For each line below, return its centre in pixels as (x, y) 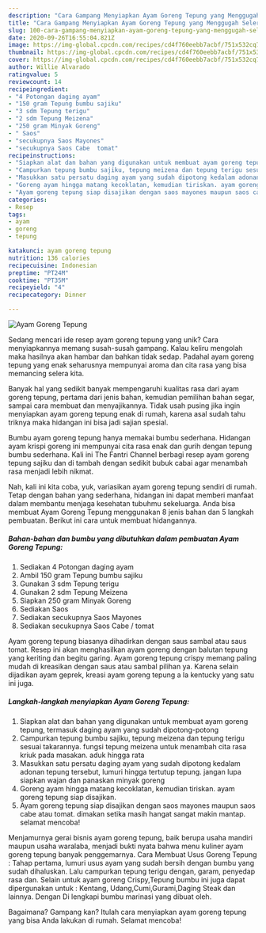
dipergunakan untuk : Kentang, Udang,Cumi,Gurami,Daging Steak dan (122, 888)
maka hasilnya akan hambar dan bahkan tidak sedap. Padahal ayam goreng (131, 356)
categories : (28, 200)
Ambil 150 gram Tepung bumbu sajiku (81, 575)
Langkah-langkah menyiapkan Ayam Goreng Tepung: (99, 701)
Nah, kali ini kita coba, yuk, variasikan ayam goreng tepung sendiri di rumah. (133, 487)
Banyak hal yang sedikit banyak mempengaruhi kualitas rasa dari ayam (124, 388)
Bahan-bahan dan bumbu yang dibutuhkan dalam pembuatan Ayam (124, 539)
